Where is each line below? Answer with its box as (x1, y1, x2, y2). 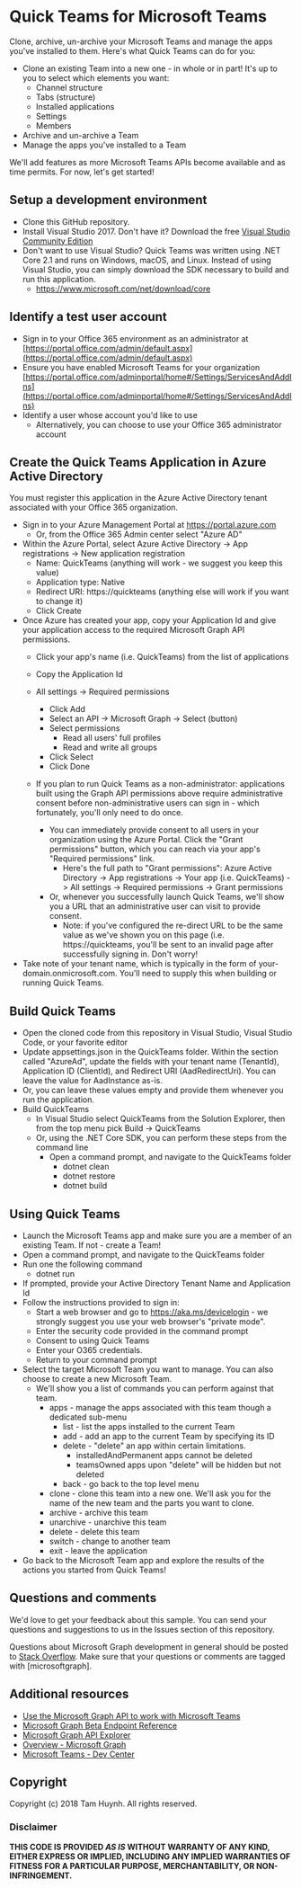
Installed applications (35, 101, 115, 111)
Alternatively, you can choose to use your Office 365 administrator (35, 419, 283, 430)
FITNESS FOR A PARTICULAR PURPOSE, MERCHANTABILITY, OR (9, 1860, 255, 1871)
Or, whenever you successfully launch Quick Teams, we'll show (49, 892, 285, 903)
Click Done (49, 761, 90, 772)
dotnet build (62, 1180, 108, 1191)
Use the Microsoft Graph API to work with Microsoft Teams (22, 1710, 241, 1721)
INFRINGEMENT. (9, 1870, 73, 1881)
